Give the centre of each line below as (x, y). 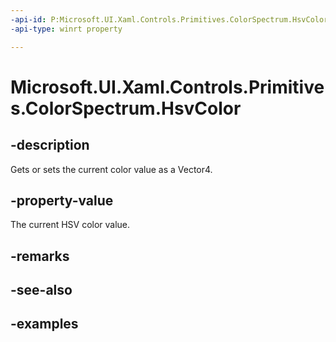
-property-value (62, 200)
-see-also (41, 290)
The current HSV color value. (70, 225)
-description (50, 145)
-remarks (40, 256)
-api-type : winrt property (66, 29)
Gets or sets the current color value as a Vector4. (111, 169)
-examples (44, 324)
